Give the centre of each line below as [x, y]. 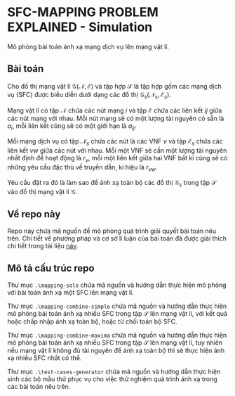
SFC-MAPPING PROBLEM [83, 12]
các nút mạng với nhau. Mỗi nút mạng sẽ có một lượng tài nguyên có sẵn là [116, 118]
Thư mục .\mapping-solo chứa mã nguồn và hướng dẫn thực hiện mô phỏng [117, 285]
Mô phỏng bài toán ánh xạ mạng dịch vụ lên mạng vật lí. [88, 46]
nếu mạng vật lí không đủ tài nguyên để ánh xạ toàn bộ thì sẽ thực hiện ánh [116, 351]
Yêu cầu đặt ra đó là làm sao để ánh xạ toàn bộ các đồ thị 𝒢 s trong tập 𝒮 [112, 183]
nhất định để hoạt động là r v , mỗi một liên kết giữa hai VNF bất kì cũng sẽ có [117, 159]
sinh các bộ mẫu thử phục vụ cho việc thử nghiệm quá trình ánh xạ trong [112, 379]
